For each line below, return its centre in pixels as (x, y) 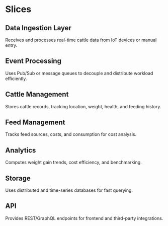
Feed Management (35, 123)
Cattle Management (37, 94)
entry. (11, 45)
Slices (18, 9)
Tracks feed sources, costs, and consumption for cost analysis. (71, 134)
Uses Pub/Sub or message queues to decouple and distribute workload (79, 73)
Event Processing (33, 61)
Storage (18, 178)
